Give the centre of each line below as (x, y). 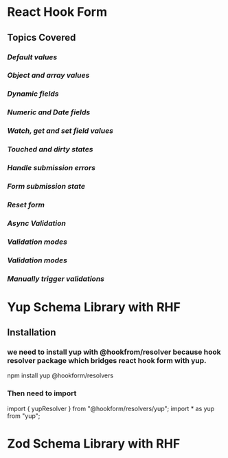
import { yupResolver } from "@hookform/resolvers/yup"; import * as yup (111, 408)
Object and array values (48, 75)
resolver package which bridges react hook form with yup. (107, 361)
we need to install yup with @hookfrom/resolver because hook (114, 352)
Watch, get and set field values (60, 131)
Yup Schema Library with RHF (94, 307)
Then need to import (42, 393)
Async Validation (37, 223)
